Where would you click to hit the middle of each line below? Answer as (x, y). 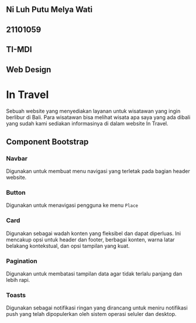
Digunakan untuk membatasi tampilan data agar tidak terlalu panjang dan (94, 274)
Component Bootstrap (47, 142)
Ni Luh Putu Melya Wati (49, 10)
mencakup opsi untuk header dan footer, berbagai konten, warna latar (90, 239)
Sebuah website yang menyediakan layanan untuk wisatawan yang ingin (93, 111)
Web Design (29, 69)
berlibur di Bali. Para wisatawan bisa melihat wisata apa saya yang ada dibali (98, 117)
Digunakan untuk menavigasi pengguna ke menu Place (72, 205)
